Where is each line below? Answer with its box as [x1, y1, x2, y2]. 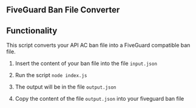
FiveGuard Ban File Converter [6, 5, 120, 15]
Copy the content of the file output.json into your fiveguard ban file [15, 95, 184, 103]
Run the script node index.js [15, 72, 87, 79]
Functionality [6, 25, 58, 36]
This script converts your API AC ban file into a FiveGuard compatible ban [6, 42, 191, 49]
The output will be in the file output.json [15, 83, 117, 90]
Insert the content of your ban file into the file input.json [15, 60, 158, 67]
